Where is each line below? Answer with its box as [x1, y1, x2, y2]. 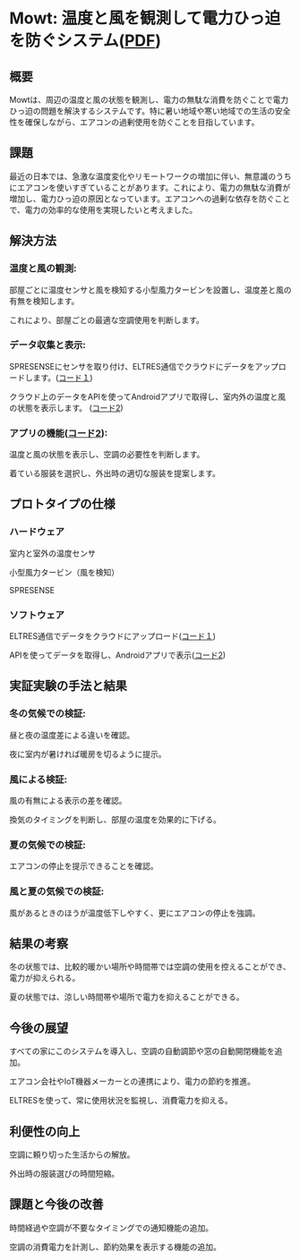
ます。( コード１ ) [32, 372, 93, 383]
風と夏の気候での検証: [9, 885, 105, 898]
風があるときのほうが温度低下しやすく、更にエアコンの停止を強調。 [9, 907, 261, 918]
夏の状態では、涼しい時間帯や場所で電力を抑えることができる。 [9, 992, 244, 1002]
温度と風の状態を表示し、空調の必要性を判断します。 [9, 449, 205, 460]
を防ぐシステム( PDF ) [9, 30, 162, 51]
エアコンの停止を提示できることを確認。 [9, 861, 159, 872]
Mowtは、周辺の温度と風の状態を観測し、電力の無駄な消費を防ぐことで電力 [9, 95, 289, 105]
